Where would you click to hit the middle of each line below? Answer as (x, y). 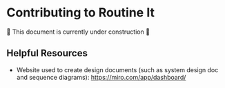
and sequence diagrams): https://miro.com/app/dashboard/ (101, 77)
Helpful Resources (47, 53)
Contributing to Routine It (80, 13)
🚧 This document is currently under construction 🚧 (78, 32)
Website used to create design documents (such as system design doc (117, 69)
